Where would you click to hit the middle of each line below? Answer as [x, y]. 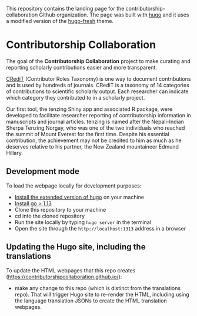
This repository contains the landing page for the [65, 9]
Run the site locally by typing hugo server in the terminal [83, 222]
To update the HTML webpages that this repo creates [71, 270]
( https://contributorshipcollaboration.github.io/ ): [64, 276]
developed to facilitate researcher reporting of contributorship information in [98, 115]
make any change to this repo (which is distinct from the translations [98, 288]
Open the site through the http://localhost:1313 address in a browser [100, 228]
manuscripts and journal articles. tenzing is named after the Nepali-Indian [95, 121]
